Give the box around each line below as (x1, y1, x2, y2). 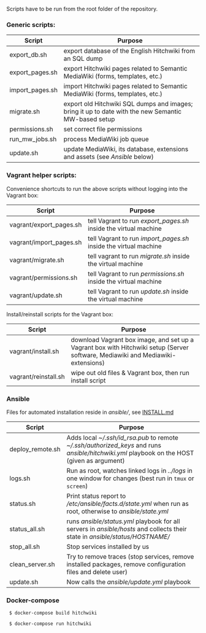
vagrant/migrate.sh (9, 255, 64, 264)
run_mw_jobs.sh (9, 135, 57, 144)
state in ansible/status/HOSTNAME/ (66, 532, 170, 541)
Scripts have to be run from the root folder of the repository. (6, 6, 158, 12)
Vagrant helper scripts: (6, 171, 77, 180)
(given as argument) (66, 456, 125, 465)
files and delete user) (66, 567, 128, 576)
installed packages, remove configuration (66, 560, 186, 569)
